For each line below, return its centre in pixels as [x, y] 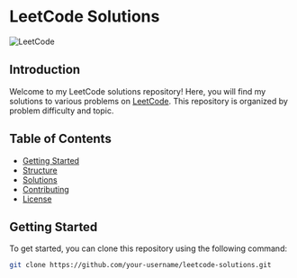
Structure [40, 170]
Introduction [45, 70]
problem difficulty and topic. [62, 111]
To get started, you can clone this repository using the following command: [148, 248]
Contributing [45, 189]
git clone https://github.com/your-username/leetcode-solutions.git [140, 265]
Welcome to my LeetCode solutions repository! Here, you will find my [138, 91]
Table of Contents [61, 139]
